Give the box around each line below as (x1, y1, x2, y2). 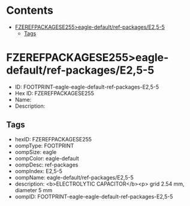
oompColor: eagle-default (14, 154, 79, 162)
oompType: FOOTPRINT (14, 142, 74, 149)
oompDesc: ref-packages (14, 161, 79, 168)
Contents (6, 4, 54, 17)
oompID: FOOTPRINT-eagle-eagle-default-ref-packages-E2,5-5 (14, 193, 173, 200)
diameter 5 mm (14, 186, 53, 193)
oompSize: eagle (14, 148, 57, 156)
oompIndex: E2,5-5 (14, 167, 63, 174)
